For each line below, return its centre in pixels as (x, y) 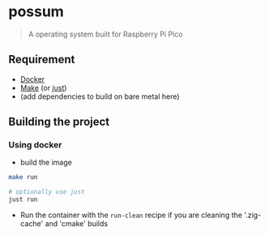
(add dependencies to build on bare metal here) (100, 96)
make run (23, 177)
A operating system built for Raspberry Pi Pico (105, 34)
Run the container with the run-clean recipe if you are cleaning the (131, 215)
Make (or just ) (43, 88)
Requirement (42, 60)
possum (36, 12)
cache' (32, 224)
